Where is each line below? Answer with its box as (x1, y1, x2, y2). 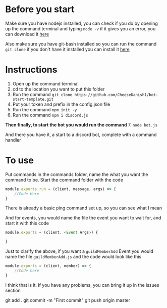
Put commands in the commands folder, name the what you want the (5, 171, 148, 178)
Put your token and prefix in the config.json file (12, 101, 110, 107)
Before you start (5, 4, 75, 15)
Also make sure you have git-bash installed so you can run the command (5, 40, 157, 47)
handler (5, 137, 21, 143)
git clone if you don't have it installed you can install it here (5, 46, 130, 52)
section (5, 287, 21, 293)
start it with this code (5, 220, 49, 226)
